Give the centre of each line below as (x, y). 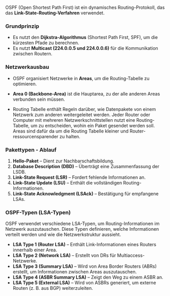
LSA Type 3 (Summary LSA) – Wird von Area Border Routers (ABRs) (85, 266)
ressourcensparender (36, 136)
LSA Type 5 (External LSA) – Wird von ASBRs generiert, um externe (84, 283)
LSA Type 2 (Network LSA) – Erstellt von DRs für (64, 255)
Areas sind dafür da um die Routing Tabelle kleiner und (71, 131)
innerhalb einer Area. (35, 250)
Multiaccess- (131, 255)
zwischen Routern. (33, 54)
